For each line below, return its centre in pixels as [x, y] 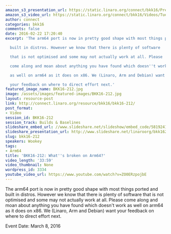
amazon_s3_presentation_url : [36, 10]
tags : [11, 146]
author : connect [22, 19]
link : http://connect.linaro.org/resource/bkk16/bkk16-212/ [70, 103]
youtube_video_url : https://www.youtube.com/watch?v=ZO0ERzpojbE [76, 175]
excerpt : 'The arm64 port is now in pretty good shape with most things [84, 39]
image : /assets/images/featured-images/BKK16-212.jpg [64, 94]
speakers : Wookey [24, 141]
